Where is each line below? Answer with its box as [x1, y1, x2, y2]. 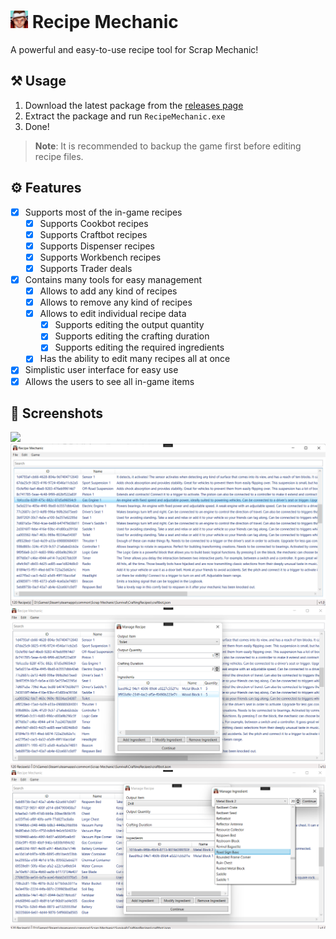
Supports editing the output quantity [54, 319, 205, 331]
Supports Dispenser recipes [39, 240, 155, 252]
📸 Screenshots [10, 405, 104, 422]
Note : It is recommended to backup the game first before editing [34, 140, 302, 152]
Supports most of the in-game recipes [24, 206, 183, 218]
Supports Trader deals [39, 262, 133, 274]
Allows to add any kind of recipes [39, 285, 178, 297]
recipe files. [34, 150, 84, 162]
